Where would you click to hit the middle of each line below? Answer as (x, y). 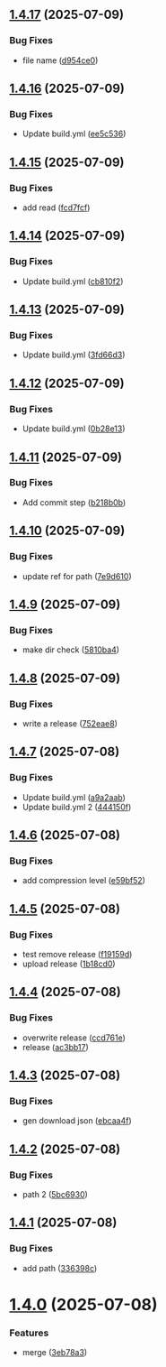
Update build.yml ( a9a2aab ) (74, 797)
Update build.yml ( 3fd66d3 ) (74, 355)
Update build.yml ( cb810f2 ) (73, 281)
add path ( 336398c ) (60, 1268)
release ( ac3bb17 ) (56, 1047)
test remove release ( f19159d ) (77, 954)
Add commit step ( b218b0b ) (74, 502)
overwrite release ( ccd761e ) (74, 1038)
